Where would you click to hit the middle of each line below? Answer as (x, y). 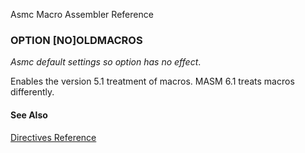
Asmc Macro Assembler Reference (82, 14)
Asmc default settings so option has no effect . (106, 62)
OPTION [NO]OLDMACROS (76, 40)
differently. (32, 92)
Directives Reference (53, 137)
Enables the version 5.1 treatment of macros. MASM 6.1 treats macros (152, 81)
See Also (29, 115)
